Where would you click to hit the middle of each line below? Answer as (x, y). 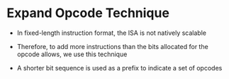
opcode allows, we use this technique (72, 54)
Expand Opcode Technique (88, 13)
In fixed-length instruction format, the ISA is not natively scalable (112, 33)
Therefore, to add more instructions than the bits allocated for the (112, 46)
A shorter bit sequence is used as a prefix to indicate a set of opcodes (119, 68)
